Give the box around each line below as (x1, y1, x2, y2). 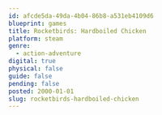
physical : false (8, 65, 63, 73)
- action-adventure (15, 49, 82, 57)
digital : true (8, 57, 57, 66)
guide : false (8, 72, 53, 80)
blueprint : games (8, 19, 67, 28)
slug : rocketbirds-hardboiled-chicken (8, 95, 139, 103)
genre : (8, 42, 31, 50)
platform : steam (8, 34, 63, 43)
